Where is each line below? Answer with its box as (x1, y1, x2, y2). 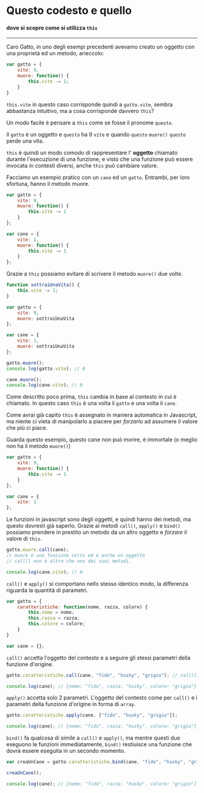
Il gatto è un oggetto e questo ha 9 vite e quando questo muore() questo (6, 131, 186, 138)
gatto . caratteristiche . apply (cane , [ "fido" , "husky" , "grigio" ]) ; (6, 712, 178, 718)
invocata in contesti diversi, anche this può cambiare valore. (6, 162, 158, 169)
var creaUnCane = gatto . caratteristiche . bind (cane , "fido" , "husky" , (6, 759, 186, 765)
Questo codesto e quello (6, 4, 132, 18)
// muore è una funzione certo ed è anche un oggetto (6, 553, 146, 559)
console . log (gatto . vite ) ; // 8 (6, 366, 86, 372)
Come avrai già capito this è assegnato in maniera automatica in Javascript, (6, 411, 197, 419)
